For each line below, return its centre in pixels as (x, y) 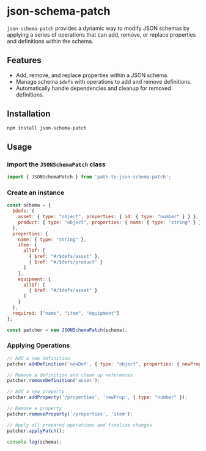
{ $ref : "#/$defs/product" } (66, 262)
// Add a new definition (39, 358)
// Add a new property (36, 392)
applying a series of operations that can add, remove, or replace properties (101, 34)
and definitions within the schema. (50, 41)
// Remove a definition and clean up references (70, 375)
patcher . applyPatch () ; (36, 431)
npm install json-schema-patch (47, 128)
